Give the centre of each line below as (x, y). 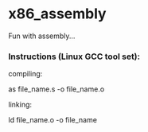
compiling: (25, 74)
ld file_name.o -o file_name (53, 120)
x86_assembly (57, 14)
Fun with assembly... (42, 36)
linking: (20, 105)
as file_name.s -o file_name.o (56, 89)
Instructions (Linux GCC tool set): (74, 56)
